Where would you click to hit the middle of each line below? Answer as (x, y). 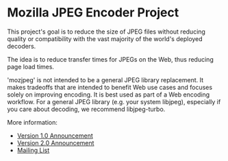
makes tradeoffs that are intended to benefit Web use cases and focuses (110, 87)
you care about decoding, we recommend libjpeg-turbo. (86, 109)
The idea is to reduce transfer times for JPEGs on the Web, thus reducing (110, 59)
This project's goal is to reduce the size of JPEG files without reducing (106, 32)
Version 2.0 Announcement (55, 143)
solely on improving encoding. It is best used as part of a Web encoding (109, 95)
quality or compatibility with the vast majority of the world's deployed (105, 38)
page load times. (31, 66)
